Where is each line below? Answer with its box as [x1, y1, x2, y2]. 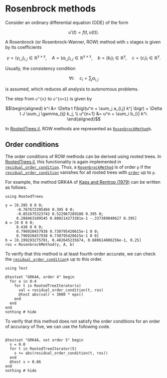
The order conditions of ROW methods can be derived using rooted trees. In [5, 153, 162, 159]
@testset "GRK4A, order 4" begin [5, 275, 75, 280]
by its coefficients [5, 44, 42, 50]
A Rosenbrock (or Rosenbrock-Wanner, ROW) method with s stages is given [5, 38, 161, 45]
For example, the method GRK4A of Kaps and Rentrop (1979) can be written [5, 179, 161, 185]
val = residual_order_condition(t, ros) [18, 288, 104, 293]
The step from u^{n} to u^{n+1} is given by [5, 96, 92, 102]
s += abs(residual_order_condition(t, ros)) [14, 351, 108, 356]
